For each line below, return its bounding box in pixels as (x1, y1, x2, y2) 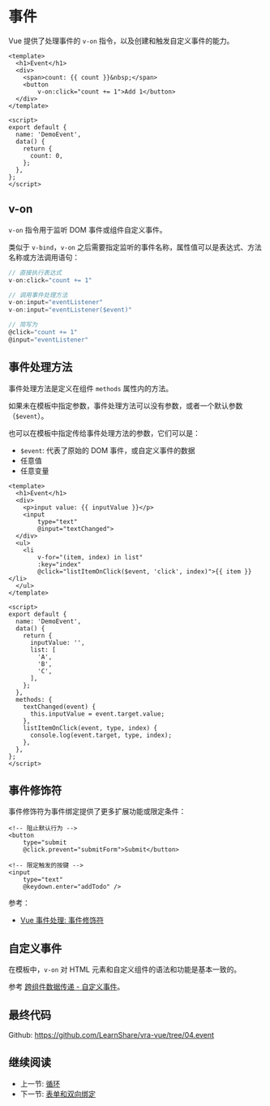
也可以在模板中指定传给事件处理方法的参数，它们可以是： (8, 428, 200, 438)
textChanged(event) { (23, 703, 96, 711)
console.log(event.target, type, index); (29, 731, 173, 739)
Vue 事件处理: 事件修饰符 (19, 916, 104, 925)
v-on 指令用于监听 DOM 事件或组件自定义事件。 (8, 224, 167, 234)
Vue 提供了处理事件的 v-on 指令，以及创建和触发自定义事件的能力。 (8, 36, 234, 46)
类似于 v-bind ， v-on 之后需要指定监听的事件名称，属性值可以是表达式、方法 (8, 242, 262, 252)
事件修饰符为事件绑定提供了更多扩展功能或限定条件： (8, 807, 186, 816)
